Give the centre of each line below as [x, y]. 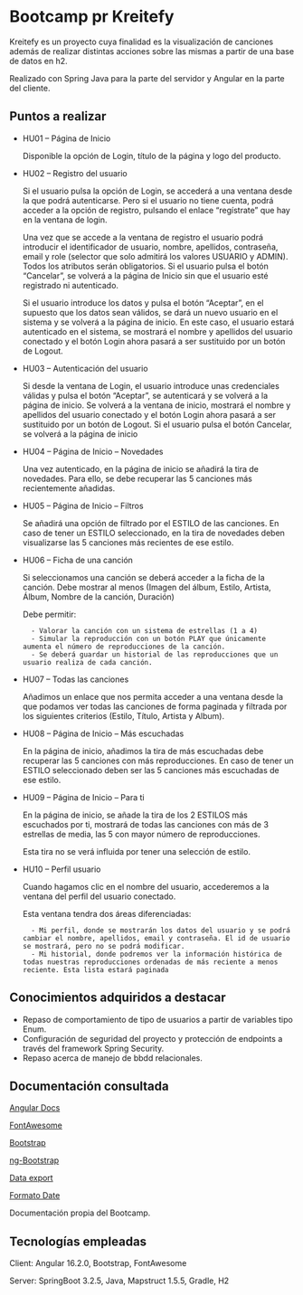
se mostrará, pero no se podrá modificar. [104, 946]
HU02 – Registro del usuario [75, 173]
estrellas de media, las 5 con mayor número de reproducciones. [141, 834]
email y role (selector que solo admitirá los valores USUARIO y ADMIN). [155, 256]
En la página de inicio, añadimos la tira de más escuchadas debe [143, 751]
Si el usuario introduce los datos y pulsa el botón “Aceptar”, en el [143, 302]
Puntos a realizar [58, 116]
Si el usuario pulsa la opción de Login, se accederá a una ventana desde [157, 191]
